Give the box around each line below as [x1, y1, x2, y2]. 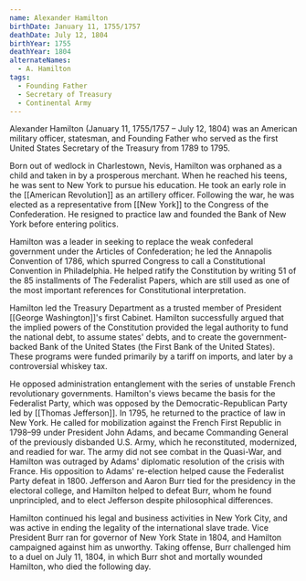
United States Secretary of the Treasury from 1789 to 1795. [9, 143, 231, 153]
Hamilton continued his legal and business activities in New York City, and [9, 512, 288, 523]
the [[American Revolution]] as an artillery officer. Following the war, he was [9, 189, 295, 201]
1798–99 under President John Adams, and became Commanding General [9, 427, 289, 438]
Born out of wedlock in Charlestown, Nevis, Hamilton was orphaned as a [9, 161, 282, 172]
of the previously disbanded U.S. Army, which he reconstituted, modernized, [9, 437, 298, 448]
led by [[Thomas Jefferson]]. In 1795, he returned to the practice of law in [9, 407, 286, 418]
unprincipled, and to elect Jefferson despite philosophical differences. [9, 495, 274, 506]
